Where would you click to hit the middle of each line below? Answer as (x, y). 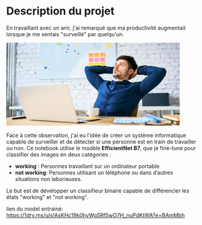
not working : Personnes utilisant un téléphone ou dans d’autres (94, 173)
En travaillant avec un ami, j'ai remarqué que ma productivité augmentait (96, 28)
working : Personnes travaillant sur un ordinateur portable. (88, 166)
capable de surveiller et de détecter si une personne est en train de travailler (101, 141)
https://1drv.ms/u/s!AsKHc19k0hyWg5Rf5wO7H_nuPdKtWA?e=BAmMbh (96, 215)
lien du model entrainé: (35, 209)
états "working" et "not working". (47, 197)
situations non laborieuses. (49, 179)
